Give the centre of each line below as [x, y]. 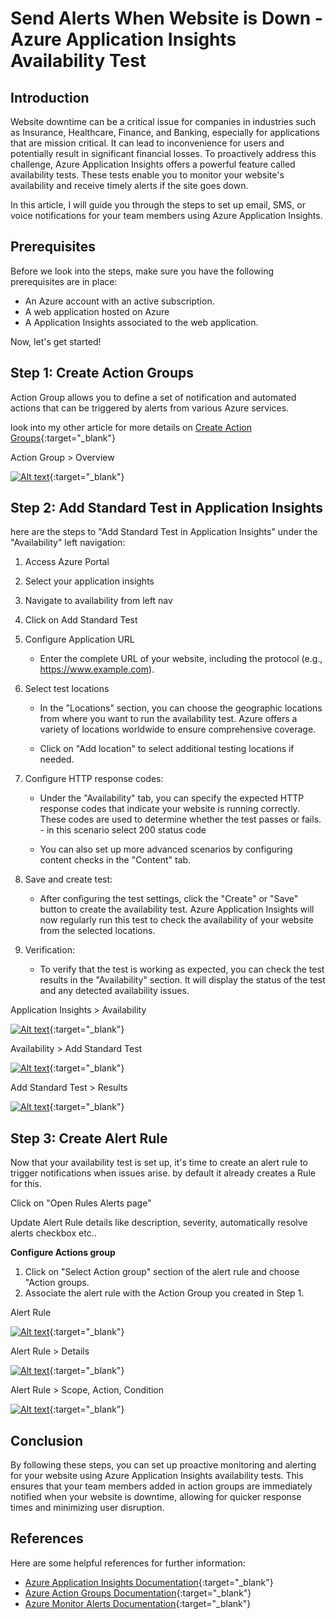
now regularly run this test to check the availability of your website [176, 920]
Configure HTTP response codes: [94, 779]
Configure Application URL [79, 639]
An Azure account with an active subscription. [119, 301]
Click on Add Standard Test [81, 620]
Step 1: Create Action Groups [102, 373]
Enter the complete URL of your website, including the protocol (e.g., [181, 659]
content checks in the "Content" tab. [115, 860]
